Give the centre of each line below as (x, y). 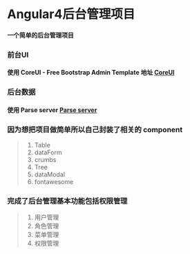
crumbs (45, 160)
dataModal (50, 174)
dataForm (48, 152)
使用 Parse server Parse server (52, 110)
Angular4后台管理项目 (71, 14)
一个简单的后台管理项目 (40, 35)
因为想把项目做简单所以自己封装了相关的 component (95, 129)
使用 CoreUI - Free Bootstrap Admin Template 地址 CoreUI (91, 73)
